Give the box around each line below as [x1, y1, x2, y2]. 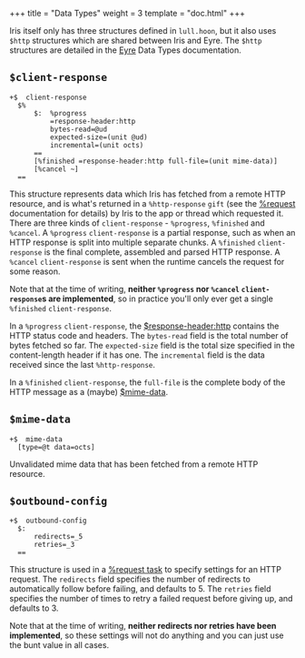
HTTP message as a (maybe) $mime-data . [9, 386, 169, 397]
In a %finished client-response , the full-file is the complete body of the [9, 377, 286, 388]
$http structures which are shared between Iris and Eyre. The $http [9, 35, 262, 46]
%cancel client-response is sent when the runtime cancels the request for [9, 256, 285, 267]
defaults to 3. [9, 602, 59, 613]
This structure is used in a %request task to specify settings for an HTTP [9, 564, 281, 575]
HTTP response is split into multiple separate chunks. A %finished [9, 237, 256, 248]
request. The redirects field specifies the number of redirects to [9, 573, 251, 585]
